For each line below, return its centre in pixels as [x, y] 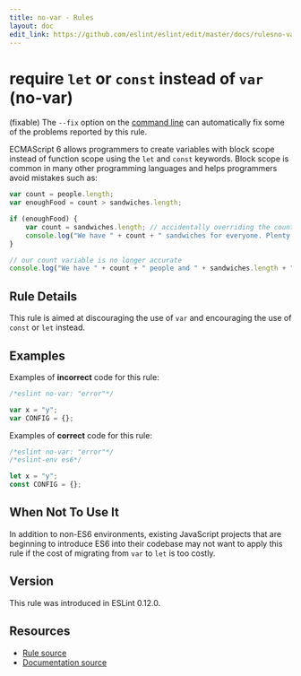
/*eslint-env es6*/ [46, 460]
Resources [40, 632]
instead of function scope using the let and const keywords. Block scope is [149, 159]
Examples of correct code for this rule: [81, 435]
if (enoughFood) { [43, 219]
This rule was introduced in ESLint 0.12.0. [85, 602]
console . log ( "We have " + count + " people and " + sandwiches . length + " [152, 269]
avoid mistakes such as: [54, 178]
